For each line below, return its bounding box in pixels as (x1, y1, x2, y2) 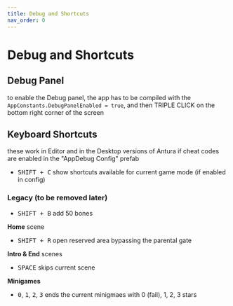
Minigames (7, 277, 41, 285)
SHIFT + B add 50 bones (17, 209, 93, 217)
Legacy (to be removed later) (7, 193, 108, 203)
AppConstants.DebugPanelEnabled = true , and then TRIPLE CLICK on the (7, 101, 215, 109)
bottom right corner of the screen (7, 108, 104, 116)
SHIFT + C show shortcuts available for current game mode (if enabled (17, 168, 226, 176)
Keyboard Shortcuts (7, 128, 98, 140)
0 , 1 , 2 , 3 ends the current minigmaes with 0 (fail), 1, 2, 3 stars (17, 290, 197, 298)
